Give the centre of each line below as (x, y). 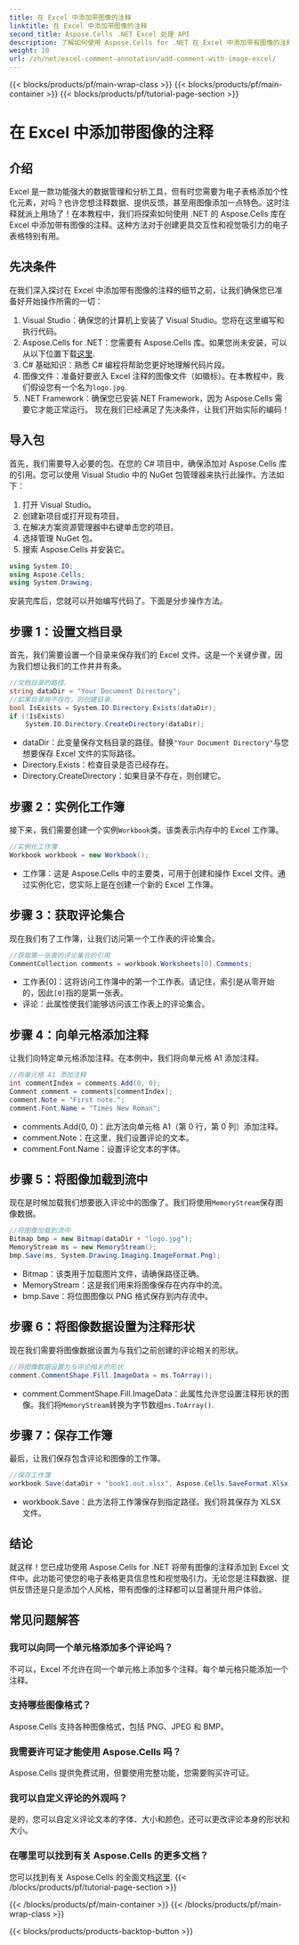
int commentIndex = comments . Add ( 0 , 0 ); (85, 1084)
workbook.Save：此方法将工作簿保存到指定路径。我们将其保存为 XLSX (151, 1502)
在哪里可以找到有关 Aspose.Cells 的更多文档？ (109, 1856)
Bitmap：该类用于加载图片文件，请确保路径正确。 (113, 1273)
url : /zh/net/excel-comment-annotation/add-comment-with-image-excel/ (143, 59)
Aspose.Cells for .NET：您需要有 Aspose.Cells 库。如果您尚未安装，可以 (154, 342)
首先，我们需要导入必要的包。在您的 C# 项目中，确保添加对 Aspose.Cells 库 (148, 463)
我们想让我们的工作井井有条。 (71, 666)
